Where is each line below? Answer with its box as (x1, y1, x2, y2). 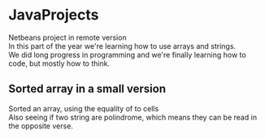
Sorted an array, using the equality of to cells (8, 103, 159, 113)
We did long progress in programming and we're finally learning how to (8, 50, 246, 59)
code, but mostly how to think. (8, 59, 111, 68)
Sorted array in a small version (8, 82, 167, 96)
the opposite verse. (8, 120, 73, 131)
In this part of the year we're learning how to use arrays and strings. (8, 41, 237, 50)
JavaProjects (8, 6, 99, 24)
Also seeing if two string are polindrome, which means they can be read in (8, 112, 258, 122)
